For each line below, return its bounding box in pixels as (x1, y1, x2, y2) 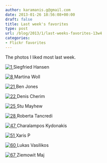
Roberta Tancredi (17, 113, 53, 119)
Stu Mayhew (17, 103, 43, 109)
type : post (5, 26, 28, 31)
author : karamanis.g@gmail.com (5, 7, 71, 13)
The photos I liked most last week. (5, 54, 76, 60)
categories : (5, 36, 30, 41)
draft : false (5, 17, 33, 22)
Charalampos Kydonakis (17, 122, 67, 129)
